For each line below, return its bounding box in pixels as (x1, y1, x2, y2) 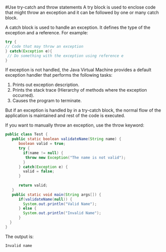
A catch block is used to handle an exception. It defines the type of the (5, 24, 151, 30)
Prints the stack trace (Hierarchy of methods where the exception (12, 87, 147, 93)
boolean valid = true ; (18, 141, 66, 146)
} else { (18, 206, 37, 211)
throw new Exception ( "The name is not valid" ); (25, 155, 126, 160)
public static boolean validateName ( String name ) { (11, 136, 122, 141)
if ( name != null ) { (23, 150, 64, 155)
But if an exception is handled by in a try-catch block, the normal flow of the (5, 107, 161, 114)
